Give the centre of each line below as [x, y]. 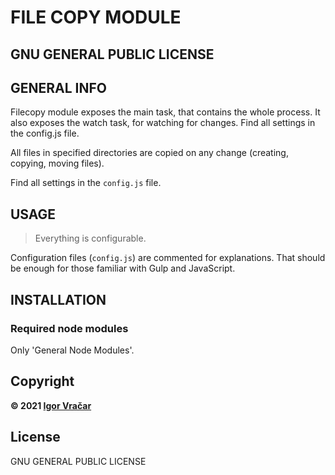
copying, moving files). [57, 163]
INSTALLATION [58, 299]
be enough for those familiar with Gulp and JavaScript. [123, 268]
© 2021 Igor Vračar [51, 405]
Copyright [42, 381]
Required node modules [69, 328]
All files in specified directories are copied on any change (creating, [149, 153]
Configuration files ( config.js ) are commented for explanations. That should [168, 258]
